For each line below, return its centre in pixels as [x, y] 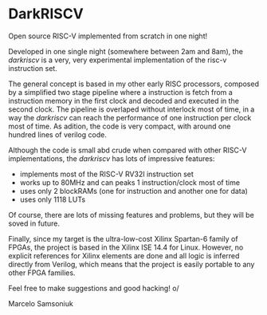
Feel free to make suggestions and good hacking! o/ [94, 288]
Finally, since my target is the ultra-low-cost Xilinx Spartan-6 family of [123, 238]
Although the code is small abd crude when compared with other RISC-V [128, 150]
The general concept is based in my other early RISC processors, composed [133, 84]
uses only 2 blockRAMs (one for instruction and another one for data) [134, 191]
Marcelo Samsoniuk [41, 303]
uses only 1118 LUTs [53, 199]
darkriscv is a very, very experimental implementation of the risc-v [118, 60]
